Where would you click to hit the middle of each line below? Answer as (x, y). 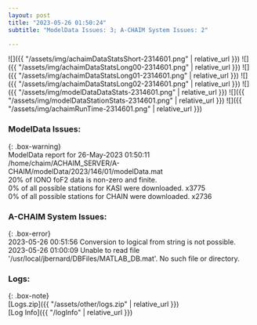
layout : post (29, 15)
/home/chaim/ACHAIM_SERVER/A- (64, 163)
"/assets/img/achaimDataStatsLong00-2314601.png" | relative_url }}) (130, 67)
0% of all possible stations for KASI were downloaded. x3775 (107, 188)
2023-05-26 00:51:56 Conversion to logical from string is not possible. (122, 242)
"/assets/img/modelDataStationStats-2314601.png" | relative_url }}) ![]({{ (125, 101)
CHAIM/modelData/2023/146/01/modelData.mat (85, 171)
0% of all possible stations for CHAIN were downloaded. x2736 (110, 196)
